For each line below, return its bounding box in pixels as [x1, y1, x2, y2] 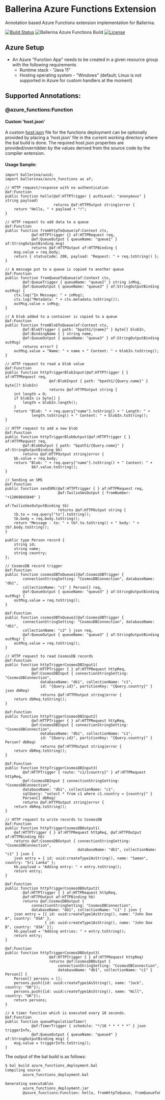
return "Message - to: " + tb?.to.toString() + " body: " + [14, 521, 139, 526]
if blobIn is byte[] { [14, 396, 60, 401]
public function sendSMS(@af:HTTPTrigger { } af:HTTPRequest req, [5, 486, 144, 491]
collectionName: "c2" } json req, [23, 628, 93, 633]
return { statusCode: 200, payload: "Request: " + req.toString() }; [14, 254, 160, 259]
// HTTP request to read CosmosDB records [5, 654, 93, 659]
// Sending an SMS [5, 478, 43, 482]
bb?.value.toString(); [31, 465, 78, 470]
